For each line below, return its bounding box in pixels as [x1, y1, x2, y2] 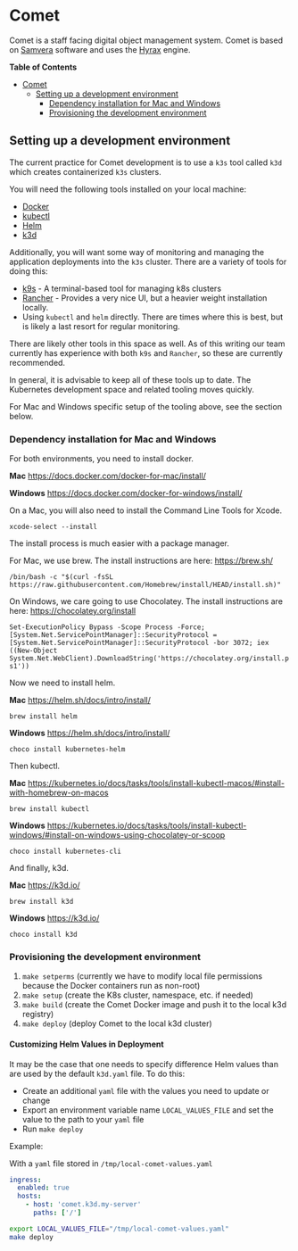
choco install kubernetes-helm [9, 745, 126, 754]
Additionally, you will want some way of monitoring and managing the [9, 246, 265, 257]
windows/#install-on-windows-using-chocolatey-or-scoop [9, 830, 226, 841]
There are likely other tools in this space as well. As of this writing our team [9, 338, 286, 349]
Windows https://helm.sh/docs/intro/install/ [9, 728, 170, 739]
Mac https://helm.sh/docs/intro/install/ [9, 695, 152, 706]
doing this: [9, 265, 48, 277]
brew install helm [9, 712, 78, 721]
